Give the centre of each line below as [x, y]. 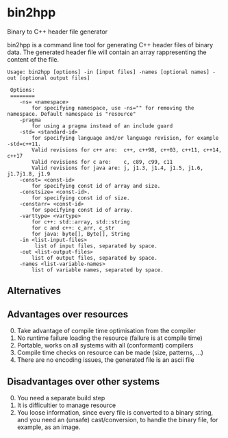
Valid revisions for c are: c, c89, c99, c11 [102, 162]
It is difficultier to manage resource [66, 405]
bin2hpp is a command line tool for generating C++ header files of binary [110, 45]
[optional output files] [55, 78]
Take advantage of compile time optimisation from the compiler [106, 331]
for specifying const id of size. [81, 198]
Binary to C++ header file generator [58, 32]
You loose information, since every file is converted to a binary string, [115, 412]
